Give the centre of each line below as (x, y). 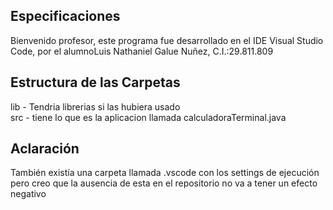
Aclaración (45, 149)
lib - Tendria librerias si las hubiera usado (95, 106)
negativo (28, 194)
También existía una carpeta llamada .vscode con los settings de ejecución (165, 173)
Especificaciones (65, 16)
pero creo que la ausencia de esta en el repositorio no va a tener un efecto (164, 183)
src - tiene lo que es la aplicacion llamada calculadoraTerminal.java (148, 117)
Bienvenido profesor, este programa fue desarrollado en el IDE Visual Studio (167, 40)
